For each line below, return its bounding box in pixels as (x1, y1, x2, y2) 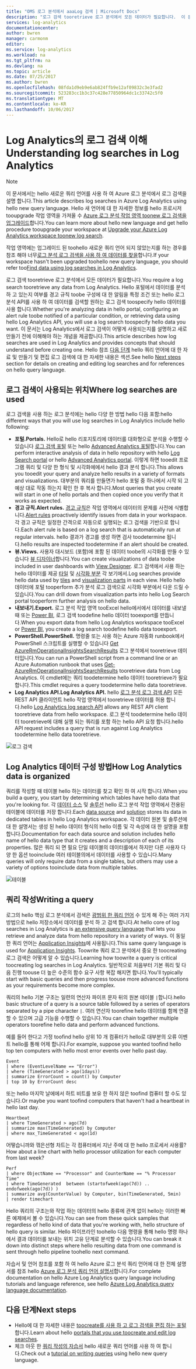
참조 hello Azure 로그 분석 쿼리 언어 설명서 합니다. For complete (16, 1267, 162, 1274)
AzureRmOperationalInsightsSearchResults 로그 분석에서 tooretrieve (14, 647, 177, 654)
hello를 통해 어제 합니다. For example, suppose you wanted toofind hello (12, 1040, 182, 1047)
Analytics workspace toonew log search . (6, 232, 104, 239)
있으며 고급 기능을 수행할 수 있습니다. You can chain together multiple (18, 1014, 179, 1021)
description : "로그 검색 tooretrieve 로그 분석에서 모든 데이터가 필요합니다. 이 (6, 14, 185, 20)
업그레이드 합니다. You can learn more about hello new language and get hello (6, 219, 188, 226)
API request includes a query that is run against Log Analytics (14, 725, 163, 732)
